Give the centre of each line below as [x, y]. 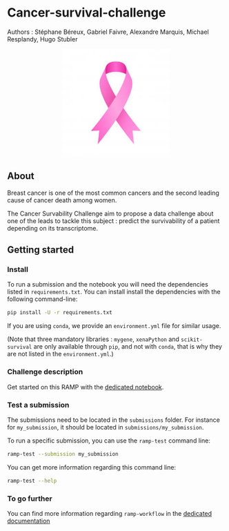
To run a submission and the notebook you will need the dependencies [108, 284]
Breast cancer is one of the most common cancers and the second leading [113, 193]
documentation [29, 521]
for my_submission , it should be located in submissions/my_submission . [106, 427]
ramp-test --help [32, 481]
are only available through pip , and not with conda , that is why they [128, 347]
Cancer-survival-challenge [87, 13]
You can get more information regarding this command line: [92, 467]
